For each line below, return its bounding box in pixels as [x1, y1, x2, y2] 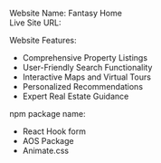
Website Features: [9, 35, 77, 45]
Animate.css [22, 145, 70, 156]
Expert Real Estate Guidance [22, 91, 129, 101]
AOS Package [22, 136, 74, 146]
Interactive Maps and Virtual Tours [22, 72, 152, 82]
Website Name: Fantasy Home [9, 8, 122, 18]
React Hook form [22, 126, 87, 137]
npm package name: [9, 109, 86, 119]
